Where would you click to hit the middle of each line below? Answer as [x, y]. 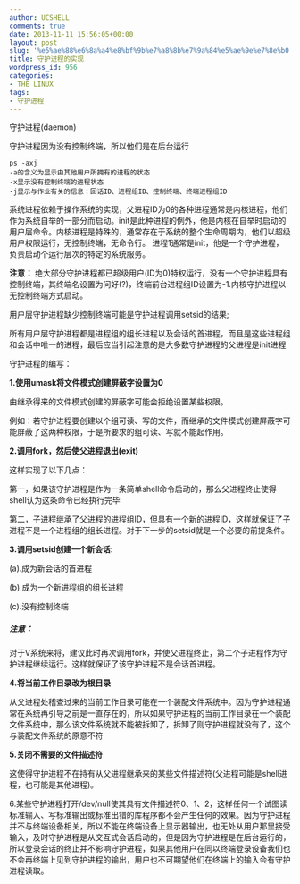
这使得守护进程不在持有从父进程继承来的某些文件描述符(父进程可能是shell [144, 774]
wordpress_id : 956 [43, 68]
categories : [31, 76]
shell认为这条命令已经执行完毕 [65, 500]
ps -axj [24, 163]
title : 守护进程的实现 [47, 59]
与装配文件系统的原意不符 [56, 735]
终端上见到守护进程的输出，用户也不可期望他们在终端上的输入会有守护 [162, 860]
